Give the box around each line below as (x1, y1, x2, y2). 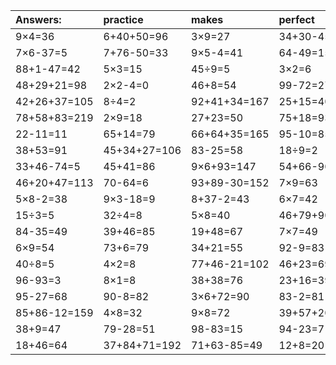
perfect (278, 13, 315, 26)
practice (103, 13, 144, 26)
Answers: (15, 13, 62, 26)
